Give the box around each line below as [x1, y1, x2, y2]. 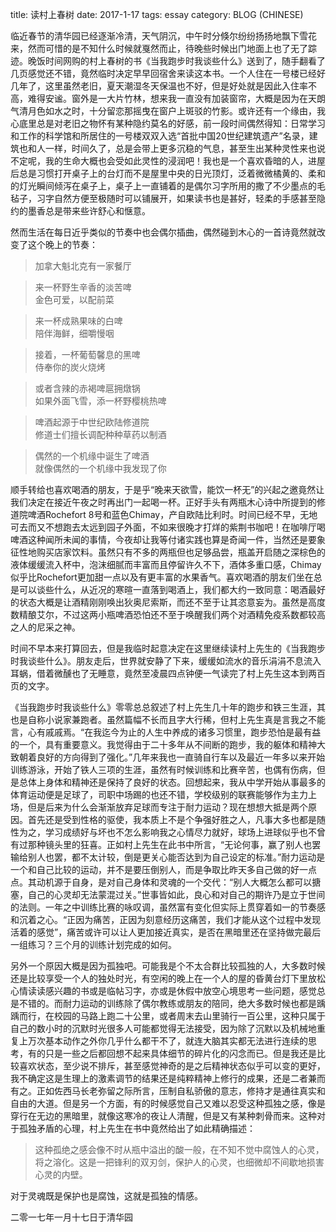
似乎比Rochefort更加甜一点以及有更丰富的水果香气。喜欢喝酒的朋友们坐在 [10, 571, 314, 583]
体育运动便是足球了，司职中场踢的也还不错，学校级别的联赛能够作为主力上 [10, 789, 317, 800]
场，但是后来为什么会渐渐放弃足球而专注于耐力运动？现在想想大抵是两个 [10, 801, 308, 813]
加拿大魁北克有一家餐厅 [34, 260, 132, 272]
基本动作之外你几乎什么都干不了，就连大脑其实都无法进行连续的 [44, 1035, 308, 1047]
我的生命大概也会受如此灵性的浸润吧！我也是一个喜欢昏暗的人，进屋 [44, 155, 326, 167]
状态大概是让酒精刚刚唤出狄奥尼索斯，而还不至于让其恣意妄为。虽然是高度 [18, 596, 326, 608]
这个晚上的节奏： [27, 239, 98, 250]
